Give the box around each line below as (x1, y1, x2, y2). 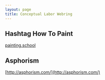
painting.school (5, 42, 36, 48)
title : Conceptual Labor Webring (5, 12, 73, 16)
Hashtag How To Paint (5, 30, 74, 38)
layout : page (5, 7, 31, 12)
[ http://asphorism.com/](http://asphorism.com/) (5, 69, 101, 75)
